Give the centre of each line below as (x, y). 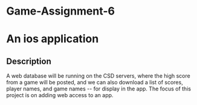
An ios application (53, 39)
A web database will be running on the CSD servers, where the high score (98, 76)
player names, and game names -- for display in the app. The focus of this (99, 89)
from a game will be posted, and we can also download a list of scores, (95, 83)
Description (29, 61)
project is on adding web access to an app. (60, 95)
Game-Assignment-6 (61, 11)
